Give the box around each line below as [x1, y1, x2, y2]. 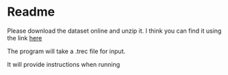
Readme [7, 4, 55, 20]
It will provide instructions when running [7, 60, 121, 68]
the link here [7, 33, 42, 42]
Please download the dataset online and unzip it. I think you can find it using [7, 27, 222, 35]
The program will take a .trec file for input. [7, 47, 125, 55]
